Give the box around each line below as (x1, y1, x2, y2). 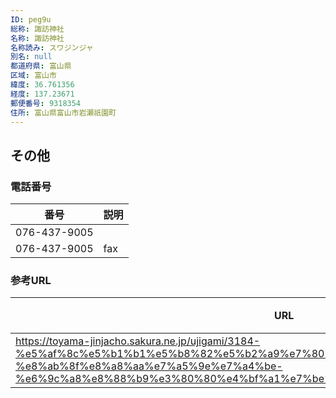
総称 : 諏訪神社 (10, 24, 65, 34)
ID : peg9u (10, 14, 52, 25)
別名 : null (10, 52, 53, 62)
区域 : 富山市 (10, 71, 57, 81)
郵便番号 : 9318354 (10, 98, 82, 108)
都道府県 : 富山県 (10, 61, 72, 71)
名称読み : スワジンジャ (10, 42, 94, 53)
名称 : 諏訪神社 (10, 33, 65, 43)
